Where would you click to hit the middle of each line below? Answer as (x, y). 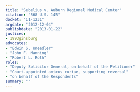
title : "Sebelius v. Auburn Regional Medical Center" (64, 10)
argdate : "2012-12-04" (29, 24)
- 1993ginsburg (21, 39)
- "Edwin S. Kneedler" (29, 48)
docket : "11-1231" (25, 19)
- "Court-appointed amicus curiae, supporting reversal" (67, 72)
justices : (16, 34)
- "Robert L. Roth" (26, 57)
